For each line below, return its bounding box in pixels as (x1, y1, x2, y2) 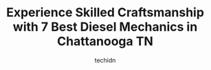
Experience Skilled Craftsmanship (5, 5, 205, 20)
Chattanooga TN (57, 34, 153, 49)
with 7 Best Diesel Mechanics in (12, 19, 198, 35)
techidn (94, 56, 116, 64)
